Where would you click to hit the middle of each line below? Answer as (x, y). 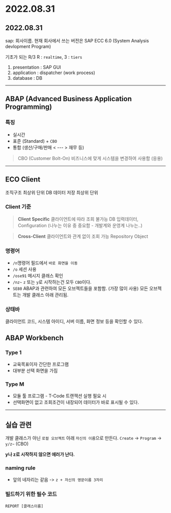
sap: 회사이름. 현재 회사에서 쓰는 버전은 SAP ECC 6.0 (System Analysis (77, 41)
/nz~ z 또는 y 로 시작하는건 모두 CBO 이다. (52, 282)
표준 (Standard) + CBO (35, 141)
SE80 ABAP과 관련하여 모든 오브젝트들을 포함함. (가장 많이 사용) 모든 (80, 288)
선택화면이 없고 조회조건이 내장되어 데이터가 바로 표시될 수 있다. (76, 403)
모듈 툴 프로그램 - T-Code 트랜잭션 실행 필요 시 (60, 396)
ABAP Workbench (34, 338)
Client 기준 (18, 207)
